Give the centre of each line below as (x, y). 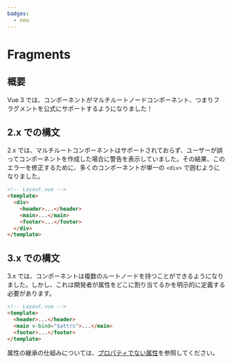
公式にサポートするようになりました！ (98, 108)
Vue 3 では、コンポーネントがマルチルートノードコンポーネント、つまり (110, 100)
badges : (18, 14)
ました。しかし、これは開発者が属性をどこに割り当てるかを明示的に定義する (116, 285)
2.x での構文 (34, 132)
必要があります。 (31, 294)
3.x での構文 (34, 258)
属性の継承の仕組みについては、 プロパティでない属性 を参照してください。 (113, 353)
